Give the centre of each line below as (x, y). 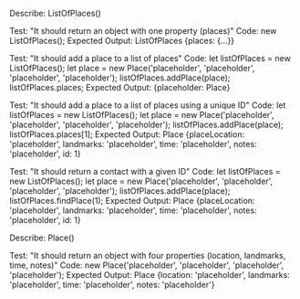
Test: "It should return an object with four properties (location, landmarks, (148, 256)
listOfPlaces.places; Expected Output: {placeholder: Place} (120, 87)
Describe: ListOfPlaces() (56, 13)
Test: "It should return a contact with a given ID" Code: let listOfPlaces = (145, 171)
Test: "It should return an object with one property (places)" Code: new (143, 31)
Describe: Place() (42, 238)
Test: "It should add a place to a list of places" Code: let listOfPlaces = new (150, 58)
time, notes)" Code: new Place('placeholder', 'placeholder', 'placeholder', (147, 265)
